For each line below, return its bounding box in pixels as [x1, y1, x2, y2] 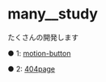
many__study [7, 5, 99, 23]
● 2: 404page [7, 64, 56, 73]
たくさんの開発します [7, 32, 78, 42]
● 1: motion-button [7, 48, 71, 58]
